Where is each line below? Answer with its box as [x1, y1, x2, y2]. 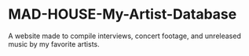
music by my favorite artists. [8, 39, 100, 48]
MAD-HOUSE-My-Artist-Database [8, 5, 237, 23]
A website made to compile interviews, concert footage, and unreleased [8, 31, 241, 40]
